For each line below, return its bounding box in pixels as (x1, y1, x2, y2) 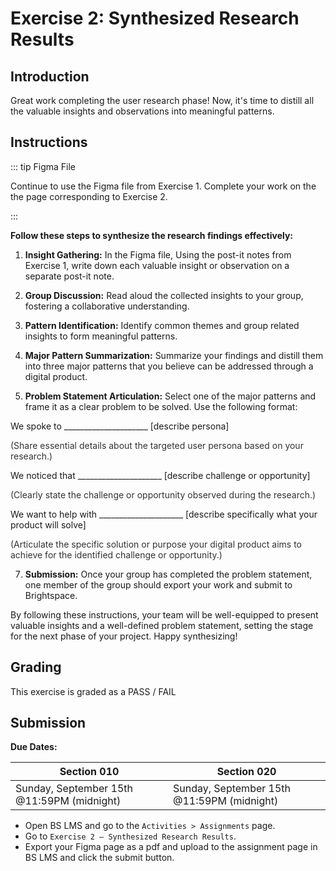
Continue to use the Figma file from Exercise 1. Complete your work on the (10, 180, 317, 192)
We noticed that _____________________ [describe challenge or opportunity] (10, 469, 311, 481)
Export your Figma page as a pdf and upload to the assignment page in (24, 841, 318, 853)
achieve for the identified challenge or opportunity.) (10, 548, 223, 561)
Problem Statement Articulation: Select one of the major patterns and (24, 390, 317, 402)
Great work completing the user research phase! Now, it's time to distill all (10, 95, 315, 106)
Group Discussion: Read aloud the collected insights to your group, (24, 289, 304, 301)
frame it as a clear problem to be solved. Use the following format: (24, 400, 298, 412)
